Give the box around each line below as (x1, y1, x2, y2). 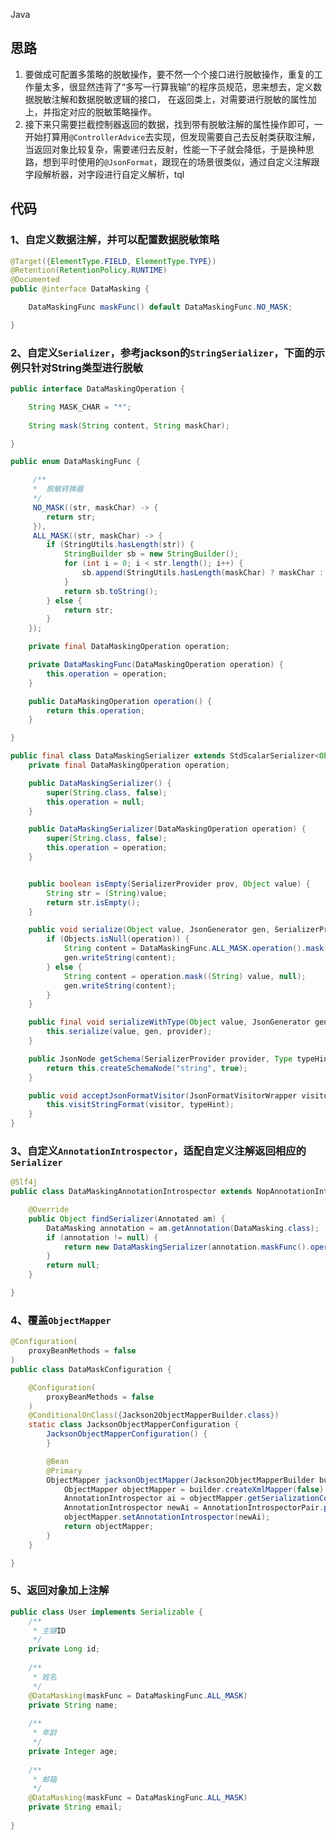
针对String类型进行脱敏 (30, 360, 143, 374)
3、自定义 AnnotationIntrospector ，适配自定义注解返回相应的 (10, 1144, 307, 1158)
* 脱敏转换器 (32, 484, 84, 494)
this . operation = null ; (46, 797, 145, 807)
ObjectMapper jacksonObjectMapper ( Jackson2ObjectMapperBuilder (46, 1475, 315, 1485)
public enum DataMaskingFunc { (10, 457, 141, 467)
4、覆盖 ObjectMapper (10, 1313, 112, 1327)
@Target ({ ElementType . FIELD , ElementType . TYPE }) (10, 256, 217, 266)
